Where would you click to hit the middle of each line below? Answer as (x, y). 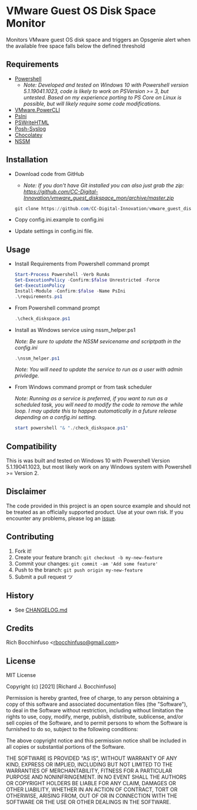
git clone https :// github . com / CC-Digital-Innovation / (82, 208)
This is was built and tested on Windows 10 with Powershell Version (88, 461)
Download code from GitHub (49, 174)
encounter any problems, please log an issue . (61, 518)
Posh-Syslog (30, 128)
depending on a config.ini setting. (56, 417)
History (20, 596)
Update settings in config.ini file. (54, 231)
